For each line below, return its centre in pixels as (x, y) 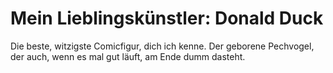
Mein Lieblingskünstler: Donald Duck (167, 18)
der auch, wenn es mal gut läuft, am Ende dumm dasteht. (128, 56)
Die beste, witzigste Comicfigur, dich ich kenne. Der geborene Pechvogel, (162, 46)
